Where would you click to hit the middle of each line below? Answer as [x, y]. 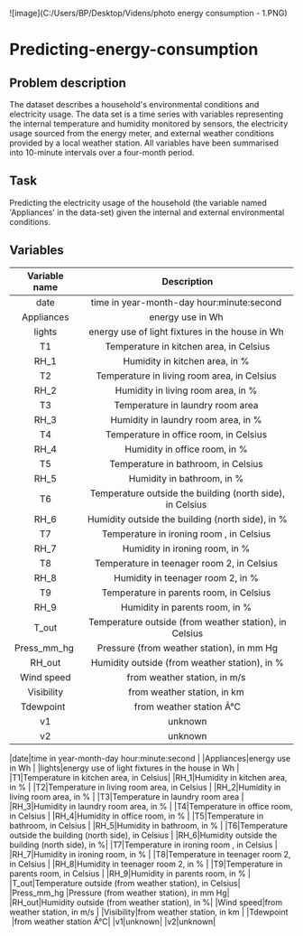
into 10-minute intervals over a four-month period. [102, 152]
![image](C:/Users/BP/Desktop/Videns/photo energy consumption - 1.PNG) [148, 13]
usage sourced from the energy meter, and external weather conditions [142, 133]
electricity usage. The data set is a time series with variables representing [147, 114]
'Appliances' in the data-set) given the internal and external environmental [147, 212]
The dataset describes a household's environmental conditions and [134, 104]
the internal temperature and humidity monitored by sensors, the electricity [149, 124]
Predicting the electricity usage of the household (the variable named [138, 202]
